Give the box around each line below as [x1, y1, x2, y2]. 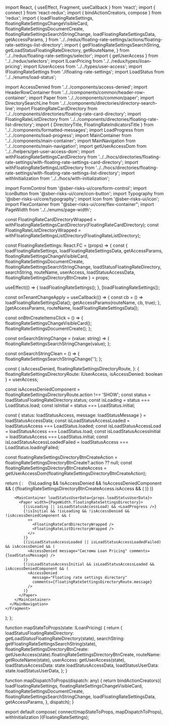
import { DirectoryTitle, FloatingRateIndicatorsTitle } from [35, 121, 154, 127]
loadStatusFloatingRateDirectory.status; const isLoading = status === [5, 397, 150, 403]
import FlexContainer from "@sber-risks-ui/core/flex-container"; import [5, 201, 154, 207]
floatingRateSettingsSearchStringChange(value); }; [5, 341, 111, 347]
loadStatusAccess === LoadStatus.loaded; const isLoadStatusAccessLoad [5, 423, 161, 429]
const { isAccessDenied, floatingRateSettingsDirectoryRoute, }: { [5, 366, 140, 371]
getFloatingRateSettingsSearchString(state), [5, 641, 97, 647]
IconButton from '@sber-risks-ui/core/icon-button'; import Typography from [5, 191, 164, 196]
